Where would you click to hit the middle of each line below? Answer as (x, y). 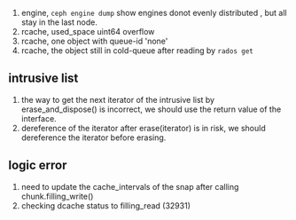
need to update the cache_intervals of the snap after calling (130, 186)
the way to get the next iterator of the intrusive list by (117, 99)
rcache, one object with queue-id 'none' (94, 41)
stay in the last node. (59, 22)
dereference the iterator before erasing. (93, 137)
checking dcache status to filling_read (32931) (106, 205)
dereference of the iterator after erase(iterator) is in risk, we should (144, 128)
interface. (39, 118)
